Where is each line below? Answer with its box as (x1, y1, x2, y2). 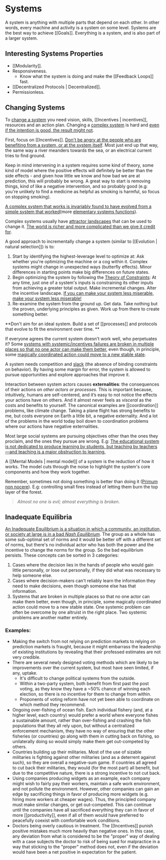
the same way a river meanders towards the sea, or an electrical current (5, 147, 152, 153)
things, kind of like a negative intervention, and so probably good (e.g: (5, 183, 148, 189)
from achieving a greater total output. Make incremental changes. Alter (12, 285, 157, 290)
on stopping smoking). (5, 194, 51, 200)
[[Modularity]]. (12, 62, 42, 68)
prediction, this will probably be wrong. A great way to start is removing (5, 178, 151, 184)
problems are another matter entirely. (12, 615, 88, 621)
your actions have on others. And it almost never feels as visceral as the (5, 397, 152, 403)
